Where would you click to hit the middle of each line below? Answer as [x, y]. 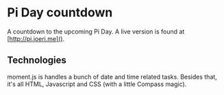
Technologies [37, 60]
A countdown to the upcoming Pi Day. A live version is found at [96, 31]
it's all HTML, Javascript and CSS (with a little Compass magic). [97, 84]
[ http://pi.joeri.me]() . [36, 38]
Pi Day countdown [60, 13]
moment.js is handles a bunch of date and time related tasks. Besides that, [112, 77]
